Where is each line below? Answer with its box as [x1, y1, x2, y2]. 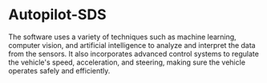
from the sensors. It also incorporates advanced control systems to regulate [8, 49, 259, 58]
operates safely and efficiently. [8, 65, 111, 75]
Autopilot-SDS [8, 6, 107, 24]
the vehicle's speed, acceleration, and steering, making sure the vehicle [8, 57, 246, 67]
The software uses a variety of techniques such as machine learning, [8, 32, 237, 41]
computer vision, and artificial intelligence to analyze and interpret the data [8, 40, 256, 49]
